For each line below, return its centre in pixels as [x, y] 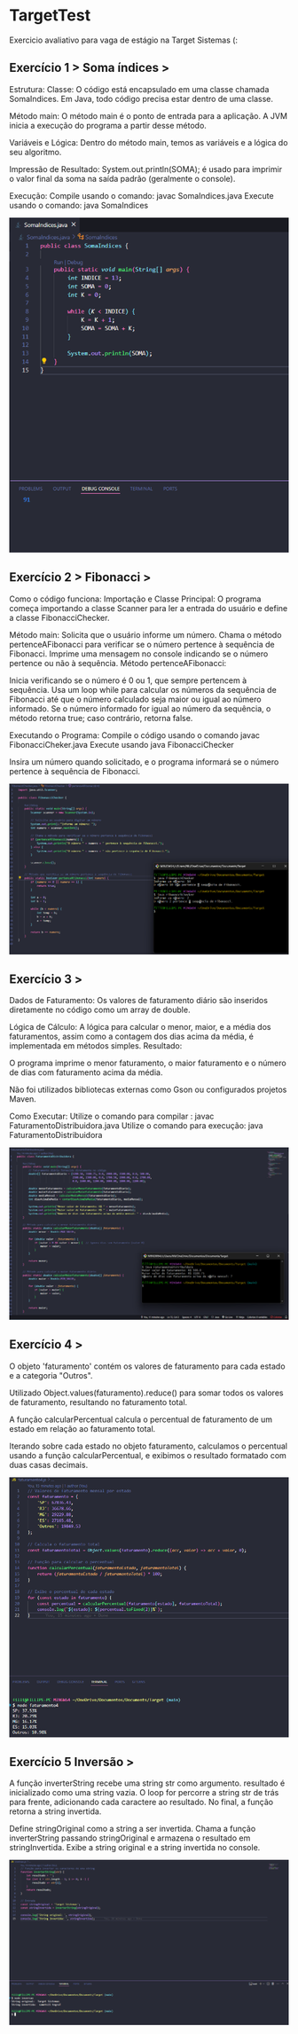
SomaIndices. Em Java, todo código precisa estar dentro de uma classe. [141, 98]
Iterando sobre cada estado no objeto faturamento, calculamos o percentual [149, 1446]
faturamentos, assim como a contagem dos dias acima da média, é [132, 1037]
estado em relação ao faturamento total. [82, 1428]
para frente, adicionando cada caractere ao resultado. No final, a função [141, 1802]
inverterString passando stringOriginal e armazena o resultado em [130, 1838]
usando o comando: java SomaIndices [79, 205]
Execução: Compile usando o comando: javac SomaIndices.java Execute [141, 195]
